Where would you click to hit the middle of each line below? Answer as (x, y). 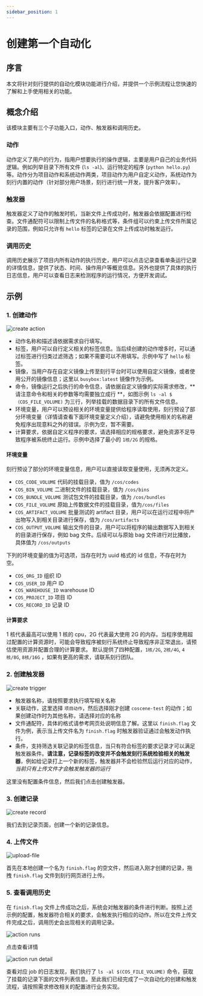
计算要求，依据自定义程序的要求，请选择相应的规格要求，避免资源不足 (102, 432)
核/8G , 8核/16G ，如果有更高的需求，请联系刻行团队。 (72, 657)
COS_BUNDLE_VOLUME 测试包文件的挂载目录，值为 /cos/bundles (90, 497)
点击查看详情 (22, 947)
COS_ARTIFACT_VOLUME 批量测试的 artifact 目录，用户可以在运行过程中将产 (105, 512)
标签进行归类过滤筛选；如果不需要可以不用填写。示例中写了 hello (102, 356)
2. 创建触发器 (25, 674)
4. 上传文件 (22, 842)
